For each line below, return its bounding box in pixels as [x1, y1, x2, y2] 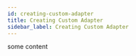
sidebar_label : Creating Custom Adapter [7, 23, 130, 30]
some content [7, 43, 48, 51]
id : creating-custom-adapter [7, 10, 94, 17]
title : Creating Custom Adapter [7, 17, 103, 24]
